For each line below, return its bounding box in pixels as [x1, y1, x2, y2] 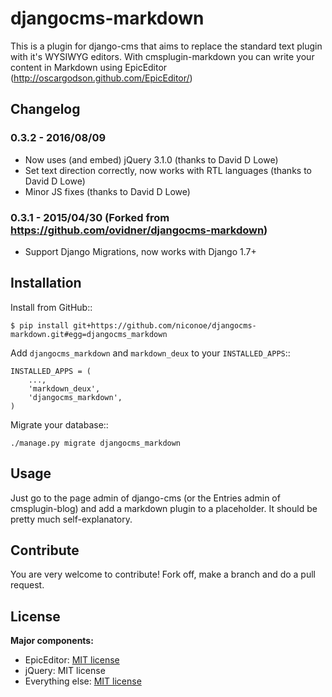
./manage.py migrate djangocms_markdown [10, 438, 182, 448]
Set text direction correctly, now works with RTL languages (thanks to [24, 164, 312, 176]
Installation [10, 275, 82, 292]
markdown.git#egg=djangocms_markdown [10, 329, 168, 339]
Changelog [10, 101, 81, 118]
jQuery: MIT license [24, 665, 106, 677]
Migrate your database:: [10, 418, 109, 431]
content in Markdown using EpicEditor [10, 61, 168, 73]
